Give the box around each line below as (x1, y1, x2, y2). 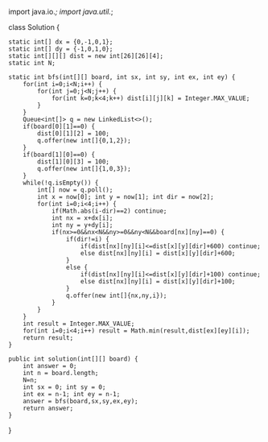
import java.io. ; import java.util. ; (8, 7, 113, 16)
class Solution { (8, 23, 60, 31)
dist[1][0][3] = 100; (37, 158, 110, 166)
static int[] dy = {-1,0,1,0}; (8, 45, 113, 53)
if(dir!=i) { (65, 235, 110, 243)
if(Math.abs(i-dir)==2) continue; (51, 207, 167, 215)
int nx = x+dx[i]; (51, 214, 113, 222)
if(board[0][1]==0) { (23, 122, 95, 130)
